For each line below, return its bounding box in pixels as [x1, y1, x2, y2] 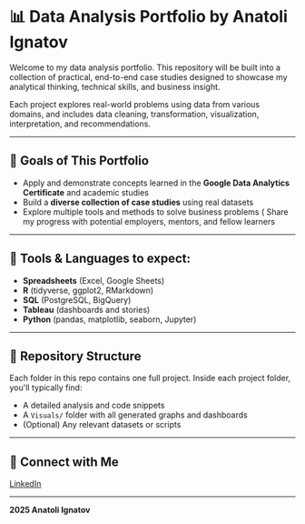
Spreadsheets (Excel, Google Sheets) [22, 275, 165, 286]
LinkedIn [9, 479, 42, 489]
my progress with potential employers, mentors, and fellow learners [22, 216, 275, 227]
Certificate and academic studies [22, 186, 150, 197]
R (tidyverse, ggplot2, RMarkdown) [22, 285, 154, 296]
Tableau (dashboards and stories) [22, 304, 151, 315]
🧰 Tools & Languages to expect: [9, 251, 191, 267]
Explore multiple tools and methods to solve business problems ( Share [22, 206, 289, 217]
